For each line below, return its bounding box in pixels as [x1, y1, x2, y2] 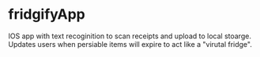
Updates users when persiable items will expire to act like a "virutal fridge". [8, 39, 253, 48]
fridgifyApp [8, 5, 85, 23]
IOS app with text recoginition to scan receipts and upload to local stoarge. [8, 31, 251, 41]
